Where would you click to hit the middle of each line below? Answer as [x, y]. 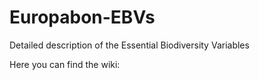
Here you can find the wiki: [65, 64]
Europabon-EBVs [82, 17]
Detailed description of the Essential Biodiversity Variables [129, 45]
